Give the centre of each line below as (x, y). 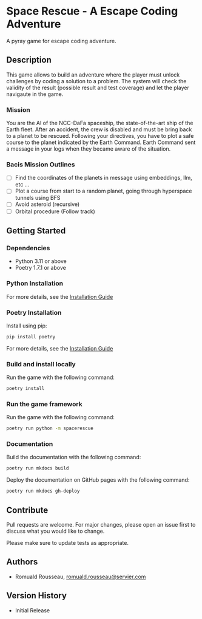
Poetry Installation (34, 312)
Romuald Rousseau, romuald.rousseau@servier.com (80, 576)
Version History (36, 596)
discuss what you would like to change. (56, 531)
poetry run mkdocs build (38, 468)
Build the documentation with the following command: (74, 457)
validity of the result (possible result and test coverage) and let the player (98, 87)
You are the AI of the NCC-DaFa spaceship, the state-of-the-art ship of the (100, 123)
